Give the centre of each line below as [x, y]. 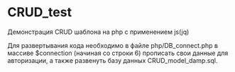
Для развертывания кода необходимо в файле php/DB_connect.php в [113, 45]
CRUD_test [40, 12]
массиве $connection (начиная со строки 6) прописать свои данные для [118, 53]
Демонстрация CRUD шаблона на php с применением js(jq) [98, 32]
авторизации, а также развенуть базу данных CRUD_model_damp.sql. [113, 60]
